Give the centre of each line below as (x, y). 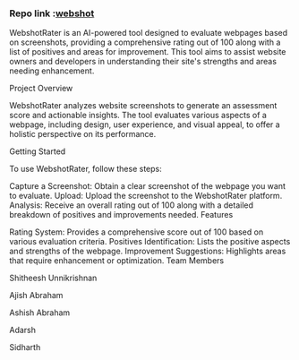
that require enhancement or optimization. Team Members (117, 261)
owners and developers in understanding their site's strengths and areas (143, 62)
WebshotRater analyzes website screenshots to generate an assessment (143, 106)
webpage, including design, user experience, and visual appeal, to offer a (145, 124)
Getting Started (38, 151)
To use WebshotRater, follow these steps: (86, 169)
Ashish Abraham (40, 313)
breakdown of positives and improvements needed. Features (121, 215)
